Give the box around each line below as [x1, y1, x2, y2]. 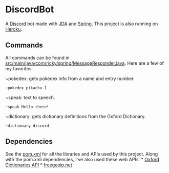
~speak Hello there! [5, 104, 50, 109]
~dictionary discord [5, 123, 50, 128]
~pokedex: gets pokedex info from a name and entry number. [5, 75, 135, 82]
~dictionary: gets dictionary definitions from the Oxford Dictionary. [5, 113, 146, 119]
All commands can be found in [5, 54, 70, 61]
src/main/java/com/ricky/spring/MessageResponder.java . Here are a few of [5, 60, 164, 66]
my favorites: [5, 65, 33, 71]
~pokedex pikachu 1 [5, 85, 47, 90]
